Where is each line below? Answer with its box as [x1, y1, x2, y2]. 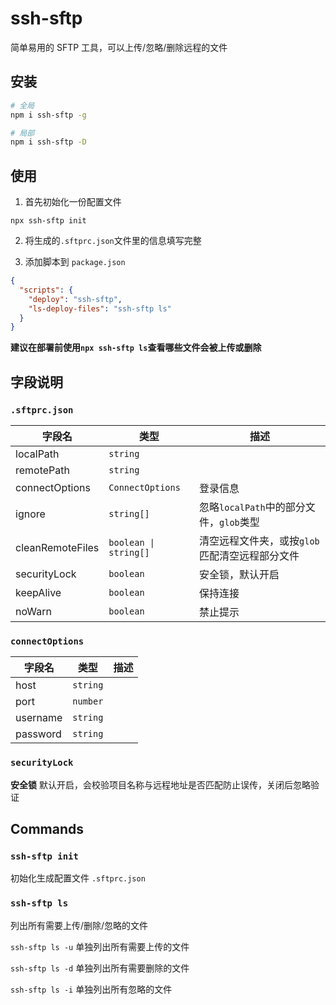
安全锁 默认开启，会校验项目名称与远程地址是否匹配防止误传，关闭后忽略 [10, 778, 311, 791]
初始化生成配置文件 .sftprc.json [10, 872, 146, 884]
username [15, 711, 63, 725]
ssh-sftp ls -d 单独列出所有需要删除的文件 [10, 962, 190, 974]
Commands [10, 820, 85, 837]
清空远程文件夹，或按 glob [199, 534, 320, 547]
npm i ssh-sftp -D [10, 137, 87, 147]
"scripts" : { [19, 285, 74, 295]
